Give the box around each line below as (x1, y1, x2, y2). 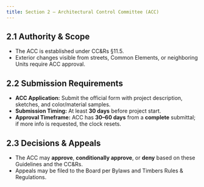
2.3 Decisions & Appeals (6, 138, 101, 148)
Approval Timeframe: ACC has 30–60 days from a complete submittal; (15, 114, 196, 121)
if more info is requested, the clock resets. (15, 120, 122, 128)
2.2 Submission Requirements (6, 78, 124, 88)
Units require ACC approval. (15, 60, 86, 68)
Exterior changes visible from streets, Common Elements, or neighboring (15, 54, 198, 62)
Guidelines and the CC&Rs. (15, 161, 83, 168)
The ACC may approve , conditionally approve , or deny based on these (15, 154, 195, 161)
